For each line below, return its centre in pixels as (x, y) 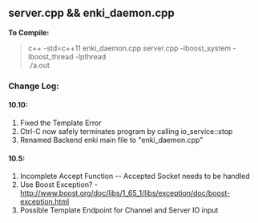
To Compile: (29, 32)
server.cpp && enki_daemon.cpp (91, 13)
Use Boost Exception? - (59, 184)
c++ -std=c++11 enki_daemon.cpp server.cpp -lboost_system (129, 48)
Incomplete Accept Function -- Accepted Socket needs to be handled (135, 176)
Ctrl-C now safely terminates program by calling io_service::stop (126, 131)
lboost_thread (50, 56)
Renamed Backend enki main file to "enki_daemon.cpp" (111, 140)
